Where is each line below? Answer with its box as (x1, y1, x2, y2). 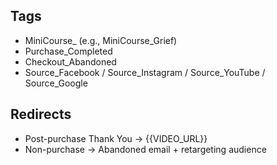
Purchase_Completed (24, 45, 113, 57)
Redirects (10, 106, 72, 123)
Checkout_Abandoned (24, 55, 117, 68)
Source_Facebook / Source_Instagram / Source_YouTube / (24, 66, 266, 78)
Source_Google (24, 77, 88, 89)
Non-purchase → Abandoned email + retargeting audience (24, 143, 267, 155)
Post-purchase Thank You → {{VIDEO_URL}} (24, 132, 208, 144)
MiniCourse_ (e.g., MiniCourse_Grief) (24, 34, 178, 46)
